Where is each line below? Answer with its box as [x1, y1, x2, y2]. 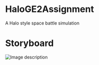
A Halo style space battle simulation [5, 20, 79, 26]
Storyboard [5, 37, 54, 49]
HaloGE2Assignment [5, 3, 94, 15]
